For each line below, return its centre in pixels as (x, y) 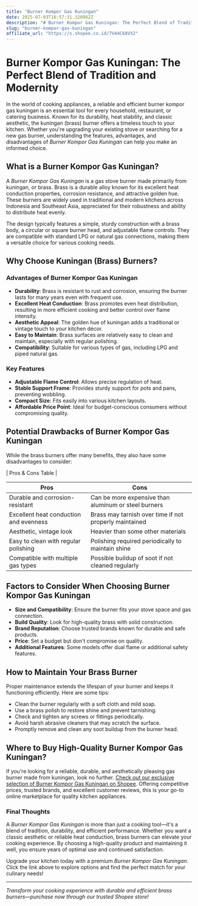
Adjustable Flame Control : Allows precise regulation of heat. (89, 382)
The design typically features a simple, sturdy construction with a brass (93, 224)
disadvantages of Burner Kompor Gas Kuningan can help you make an (92, 142)
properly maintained (118, 522)
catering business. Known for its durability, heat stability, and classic (89, 117)
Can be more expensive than (130, 497)
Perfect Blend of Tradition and (81, 75)
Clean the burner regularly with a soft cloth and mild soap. (85, 704)
